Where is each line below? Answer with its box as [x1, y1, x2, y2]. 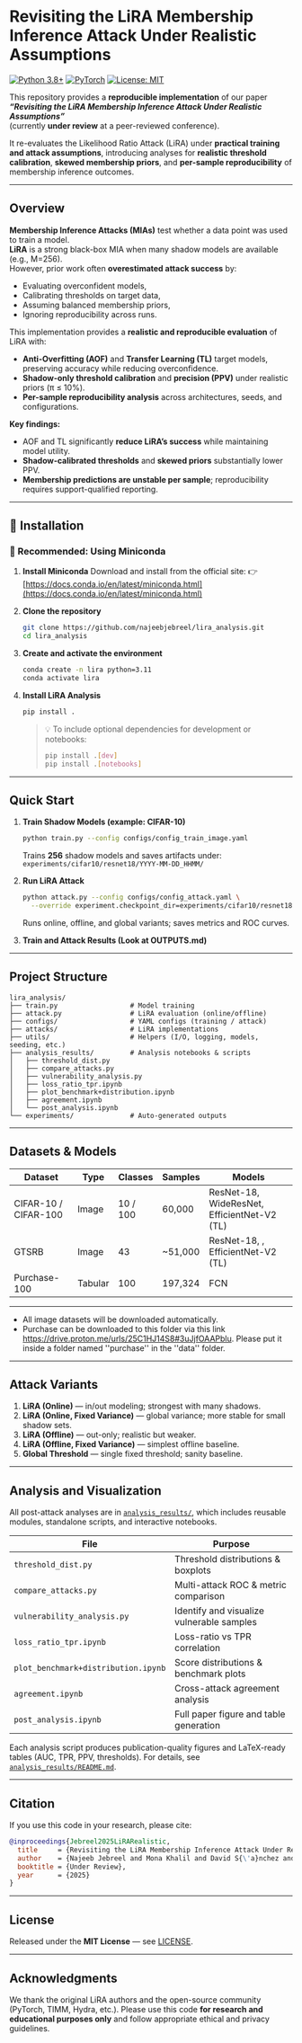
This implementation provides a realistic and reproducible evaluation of [9, 326, 278, 337]
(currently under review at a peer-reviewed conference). [9, 120, 220, 131]
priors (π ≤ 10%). [22, 382, 85, 393]
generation [174, 1719, 221, 1732]
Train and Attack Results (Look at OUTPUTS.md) [22, 935, 208, 946]
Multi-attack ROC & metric [174, 1579, 288, 1592]
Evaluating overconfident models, [22, 280, 147, 291]
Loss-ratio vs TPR [174, 1630, 252, 1643]
